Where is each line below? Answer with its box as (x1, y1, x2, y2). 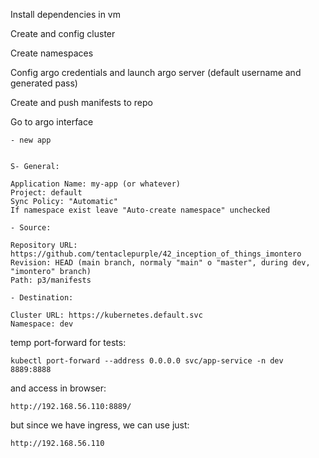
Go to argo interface (10, 116, 94, 128)
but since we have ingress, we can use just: (10, 419, 190, 431)
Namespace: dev (10, 319, 74, 329)
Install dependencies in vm (10, 9, 122, 20)
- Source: (10, 223, 52, 233)
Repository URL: (10, 240, 78, 250)
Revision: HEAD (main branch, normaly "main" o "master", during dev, (10, 258, 311, 268)
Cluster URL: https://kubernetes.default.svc (10, 310, 203, 320)
